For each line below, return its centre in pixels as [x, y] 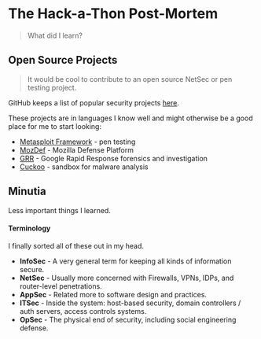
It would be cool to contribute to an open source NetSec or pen [130, 79]
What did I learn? [55, 35]
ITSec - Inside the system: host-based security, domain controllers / [130, 303]
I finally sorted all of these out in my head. [76, 245]
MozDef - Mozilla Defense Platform [76, 149]
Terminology [29, 228]
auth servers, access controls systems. [83, 311]
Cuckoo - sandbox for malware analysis [84, 167]
